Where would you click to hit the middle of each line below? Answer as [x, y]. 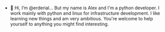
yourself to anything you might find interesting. [59, 24]
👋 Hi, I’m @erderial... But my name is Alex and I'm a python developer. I [85, 8]
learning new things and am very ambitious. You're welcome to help [81, 19]
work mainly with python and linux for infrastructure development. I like [85, 13]
